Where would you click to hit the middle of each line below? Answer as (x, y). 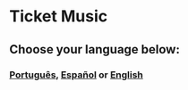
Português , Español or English (76, 75)
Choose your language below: (95, 49)
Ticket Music (59, 16)
